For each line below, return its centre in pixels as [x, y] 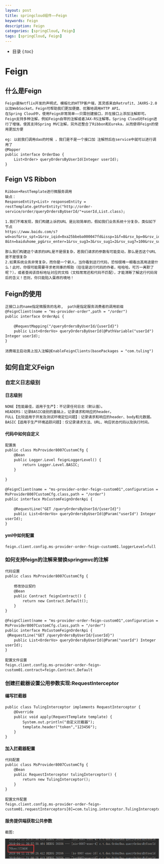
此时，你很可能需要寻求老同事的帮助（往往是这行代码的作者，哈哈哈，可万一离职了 [83, 267]
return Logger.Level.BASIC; [51, 465]
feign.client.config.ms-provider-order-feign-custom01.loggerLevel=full [81, 547]
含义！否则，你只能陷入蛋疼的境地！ [43, 278]
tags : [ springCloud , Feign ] [34, 36]
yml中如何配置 [20, 535]
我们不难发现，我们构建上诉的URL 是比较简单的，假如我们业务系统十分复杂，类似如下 [83, 222]
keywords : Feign [21, 21]
